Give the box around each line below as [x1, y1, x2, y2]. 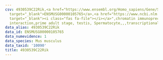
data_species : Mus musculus [5, 39, 62, 44]
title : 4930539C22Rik [5, 47, 49, 52]
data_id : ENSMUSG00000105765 [5, 30, 64, 34]
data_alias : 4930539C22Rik [5, 25, 60, 30]
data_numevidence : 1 [5, 34, 47, 39]
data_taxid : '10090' [5, 43, 47, 48]
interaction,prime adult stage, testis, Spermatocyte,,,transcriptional [9, 20, 160, 26]
